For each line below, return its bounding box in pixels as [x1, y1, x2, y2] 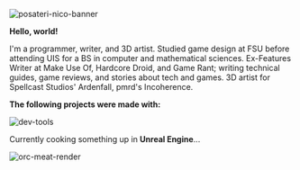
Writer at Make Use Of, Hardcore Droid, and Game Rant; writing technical [9, 63, 281, 73]
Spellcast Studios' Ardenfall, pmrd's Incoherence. [9, 82, 194, 92]
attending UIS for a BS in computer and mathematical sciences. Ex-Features [9, 53, 291, 63]
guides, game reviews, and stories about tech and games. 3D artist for [9, 72, 270, 83]
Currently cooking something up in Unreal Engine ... [9, 134, 201, 144]
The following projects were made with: [9, 99, 161, 110]
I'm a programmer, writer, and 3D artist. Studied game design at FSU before [9, 43, 290, 54]
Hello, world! [9, 26, 59, 36]
